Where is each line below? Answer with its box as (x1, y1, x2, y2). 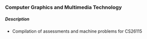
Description (5, 16, 30, 22)
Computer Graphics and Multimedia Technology (5, 4, 122, 11)
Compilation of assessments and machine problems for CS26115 (12, 28, 143, 34)
